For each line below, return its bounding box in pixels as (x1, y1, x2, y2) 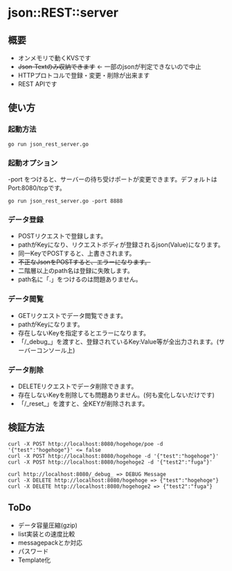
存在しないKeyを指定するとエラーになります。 (17, 328, 150, 337)
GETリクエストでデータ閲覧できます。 (17, 311, 127, 319)
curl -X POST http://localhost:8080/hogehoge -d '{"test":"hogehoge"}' (8, 453, 219, 459)
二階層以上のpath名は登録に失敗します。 (17, 267, 134, 275)
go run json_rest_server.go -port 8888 (8, 197, 123, 204)
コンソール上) (36, 346, 75, 354)
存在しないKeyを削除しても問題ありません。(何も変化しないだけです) (17, 390, 215, 399)
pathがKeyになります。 (17, 320, 84, 328)
